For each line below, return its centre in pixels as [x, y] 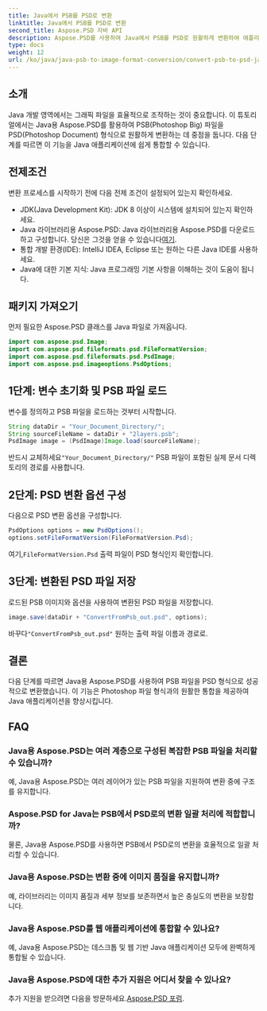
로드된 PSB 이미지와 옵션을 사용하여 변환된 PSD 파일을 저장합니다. [111, 602]
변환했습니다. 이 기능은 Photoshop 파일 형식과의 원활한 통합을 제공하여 [139, 691]
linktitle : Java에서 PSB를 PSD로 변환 [68, 23]
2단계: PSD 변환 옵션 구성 [68, 494]
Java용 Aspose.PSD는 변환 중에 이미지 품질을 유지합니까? [114, 877]
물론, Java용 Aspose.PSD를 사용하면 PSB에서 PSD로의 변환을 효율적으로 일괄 [129, 845]
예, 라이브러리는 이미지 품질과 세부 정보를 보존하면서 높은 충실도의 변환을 [120, 896]
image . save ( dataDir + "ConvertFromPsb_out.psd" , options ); [108, 617]
